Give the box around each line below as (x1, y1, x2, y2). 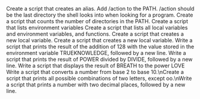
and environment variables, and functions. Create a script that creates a (6, 30, 184, 38)
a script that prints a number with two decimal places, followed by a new (6, 81, 186, 88)
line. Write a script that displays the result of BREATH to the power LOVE (6, 62, 185, 69)
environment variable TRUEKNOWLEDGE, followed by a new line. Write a (6, 49, 186, 56)
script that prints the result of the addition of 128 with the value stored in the (6, 43, 195, 50)
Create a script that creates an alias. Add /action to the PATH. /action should (6, 5, 195, 12)
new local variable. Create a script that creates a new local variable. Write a (6, 37, 193, 44)
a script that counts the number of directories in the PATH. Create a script (6, 18, 188, 24)
